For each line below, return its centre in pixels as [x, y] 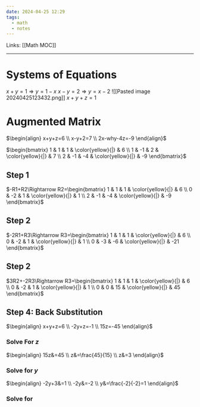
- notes [21, 28]
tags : [13, 17]
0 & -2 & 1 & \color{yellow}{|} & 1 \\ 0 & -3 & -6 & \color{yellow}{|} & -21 [93, 241]
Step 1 [18, 175]
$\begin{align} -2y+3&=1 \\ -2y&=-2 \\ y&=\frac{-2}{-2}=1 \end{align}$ [92, 383]
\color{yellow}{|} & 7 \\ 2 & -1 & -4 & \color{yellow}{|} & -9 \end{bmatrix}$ [96, 156]
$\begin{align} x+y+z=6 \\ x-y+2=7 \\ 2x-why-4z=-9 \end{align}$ [86, 138]
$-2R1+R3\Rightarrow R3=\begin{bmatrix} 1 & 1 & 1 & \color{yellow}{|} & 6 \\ [99, 235]
